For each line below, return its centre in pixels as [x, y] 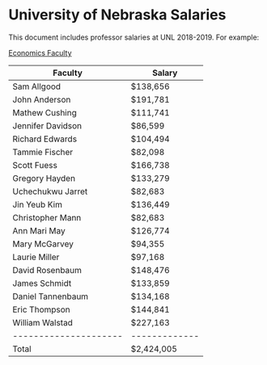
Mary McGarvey [43, 244]
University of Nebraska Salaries [117, 15]
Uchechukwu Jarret [50, 191]
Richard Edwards [45, 139]
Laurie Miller [36, 257]
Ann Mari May [39, 230]
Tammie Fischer [43, 152]
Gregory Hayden [44, 178]
